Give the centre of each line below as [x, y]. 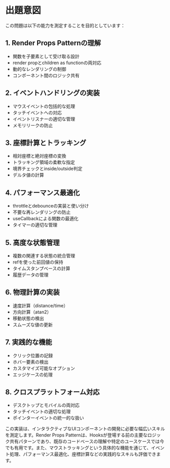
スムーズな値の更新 [33, 325]
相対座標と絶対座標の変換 [39, 156]
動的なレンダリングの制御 [39, 69]
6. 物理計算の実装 [32, 292]
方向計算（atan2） [32, 312]
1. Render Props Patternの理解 [53, 43]
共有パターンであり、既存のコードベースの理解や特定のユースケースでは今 [87, 442]
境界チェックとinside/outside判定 [47, 169]
